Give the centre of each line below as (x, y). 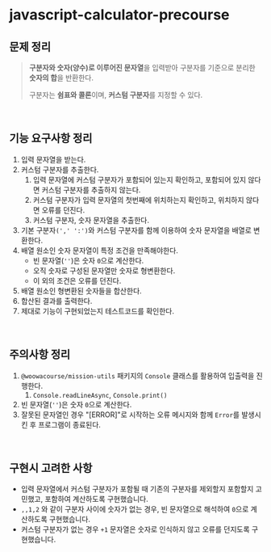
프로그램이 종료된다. (70, 424)
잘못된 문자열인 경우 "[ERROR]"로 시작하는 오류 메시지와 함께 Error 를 (130, 415)
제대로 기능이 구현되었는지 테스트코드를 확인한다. (97, 311)
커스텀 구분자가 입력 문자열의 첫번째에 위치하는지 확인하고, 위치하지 (138, 200)
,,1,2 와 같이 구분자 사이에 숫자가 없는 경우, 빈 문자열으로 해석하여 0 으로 (135, 509)
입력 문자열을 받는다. (53, 159)
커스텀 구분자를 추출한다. (60, 169)
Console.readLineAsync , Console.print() (100, 394)
